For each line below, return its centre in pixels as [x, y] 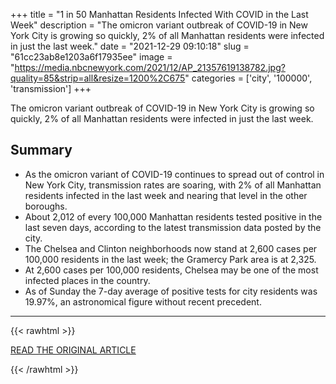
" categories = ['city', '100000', [248, 78]
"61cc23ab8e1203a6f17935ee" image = [91, 57]
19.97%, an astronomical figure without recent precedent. [143, 301]
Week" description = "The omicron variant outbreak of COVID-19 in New [159, 25]
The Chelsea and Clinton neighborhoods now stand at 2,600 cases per [171, 248]
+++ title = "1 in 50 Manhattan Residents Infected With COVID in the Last [159, 14]
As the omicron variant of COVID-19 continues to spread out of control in [174, 174]
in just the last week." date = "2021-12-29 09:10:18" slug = [130, 46]
